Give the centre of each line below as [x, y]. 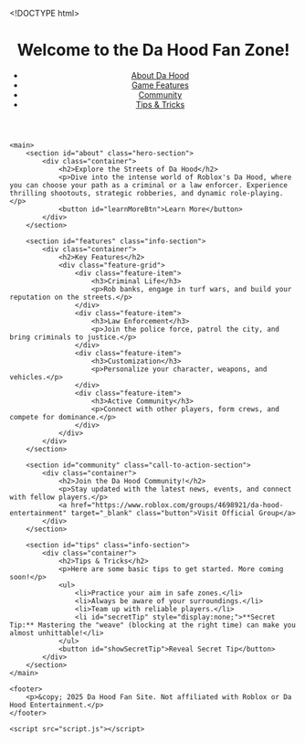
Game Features [160, 85]
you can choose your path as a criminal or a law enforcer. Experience [148, 185]
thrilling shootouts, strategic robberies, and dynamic [118, 193]
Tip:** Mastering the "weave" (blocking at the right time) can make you [153, 625]
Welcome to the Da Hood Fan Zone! [153, 50]
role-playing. [257, 193]
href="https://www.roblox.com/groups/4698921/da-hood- [177, 505]
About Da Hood [160, 75]
